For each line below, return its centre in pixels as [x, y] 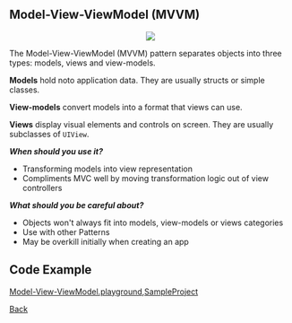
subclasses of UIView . [49, 134]
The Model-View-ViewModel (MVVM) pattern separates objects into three [146, 53]
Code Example [51, 270]
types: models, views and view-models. [82, 63]
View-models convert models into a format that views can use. [126, 107]
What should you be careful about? [77, 205]
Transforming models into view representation [107, 169]
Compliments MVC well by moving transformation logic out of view [145, 178]
